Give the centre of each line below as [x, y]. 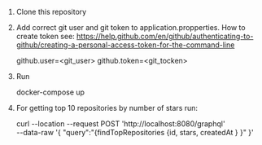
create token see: [45, 36]
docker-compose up [50, 92]
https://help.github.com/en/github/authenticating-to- [165, 36]
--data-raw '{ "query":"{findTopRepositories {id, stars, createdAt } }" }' [135, 132]
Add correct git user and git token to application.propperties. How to [131, 27]
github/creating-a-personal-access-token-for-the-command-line [125, 45]
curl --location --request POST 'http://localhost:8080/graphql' [120, 124]
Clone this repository [51, 12]
